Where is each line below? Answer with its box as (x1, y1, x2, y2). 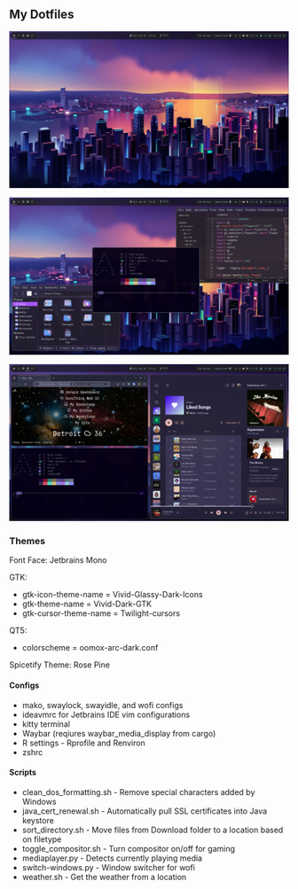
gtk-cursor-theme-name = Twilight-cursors (21, 608, 180, 619)
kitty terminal (21, 718, 71, 729)
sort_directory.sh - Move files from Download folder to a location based (21, 824, 284, 835)
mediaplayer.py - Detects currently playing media (21, 853, 202, 863)
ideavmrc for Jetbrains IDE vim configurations (21, 709, 191, 720)
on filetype (21, 833, 62, 845)
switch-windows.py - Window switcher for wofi (21, 862, 195, 872)
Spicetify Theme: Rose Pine (9, 659, 111, 670)
